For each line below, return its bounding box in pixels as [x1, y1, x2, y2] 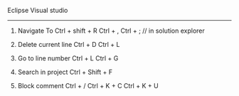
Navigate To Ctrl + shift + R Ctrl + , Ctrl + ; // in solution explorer [17, 26, 205, 35]
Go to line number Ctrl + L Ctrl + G [17, 54, 119, 63]
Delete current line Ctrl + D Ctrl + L [17, 41, 120, 48]
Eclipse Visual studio [7, 6, 68, 14]
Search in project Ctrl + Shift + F [17, 68, 113, 76]
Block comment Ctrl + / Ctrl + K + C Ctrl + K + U [17, 82, 159, 90]
